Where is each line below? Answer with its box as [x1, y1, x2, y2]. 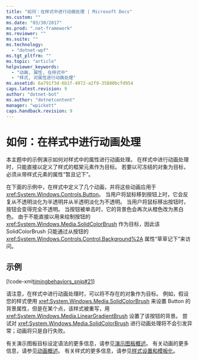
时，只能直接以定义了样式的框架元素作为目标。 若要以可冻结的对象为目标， [6, 164, 189, 171]
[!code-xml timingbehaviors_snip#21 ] [6, 278, 95, 285]
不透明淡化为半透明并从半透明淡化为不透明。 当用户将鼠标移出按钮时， [16, 198, 189, 205]
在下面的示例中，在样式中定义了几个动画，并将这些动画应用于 [6, 183, 157, 190]
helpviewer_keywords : [6, 63, 60, 70]
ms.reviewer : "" [6, 31, 46, 37]
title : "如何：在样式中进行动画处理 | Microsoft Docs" [6, 8, 132, 15]
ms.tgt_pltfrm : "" [6, 53, 51, 59]
